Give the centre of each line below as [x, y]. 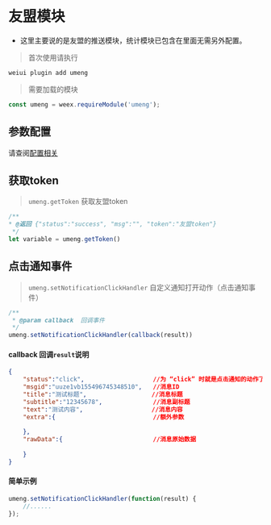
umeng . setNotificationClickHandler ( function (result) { [102, 498]
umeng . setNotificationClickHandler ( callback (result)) [101, 335]
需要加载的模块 [53, 89]
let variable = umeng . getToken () [65, 239]
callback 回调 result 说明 [49, 354]
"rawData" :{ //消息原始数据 [110, 440]
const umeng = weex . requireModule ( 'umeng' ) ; [84, 104]
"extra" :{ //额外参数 [104, 417]
